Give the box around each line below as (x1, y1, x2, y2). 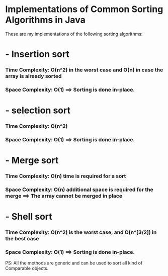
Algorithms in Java (5, 14, 86, 26)
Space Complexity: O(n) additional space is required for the (5, 186, 153, 193)
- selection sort (5, 105, 70, 116)
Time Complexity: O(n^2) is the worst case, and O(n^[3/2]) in (5, 229, 157, 236)
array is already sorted (5, 73, 62, 80)
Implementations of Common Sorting (5, 4, 163, 15)
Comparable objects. (5, 265, 49, 271)
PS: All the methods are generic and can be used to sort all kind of (5, 260, 143, 266)
